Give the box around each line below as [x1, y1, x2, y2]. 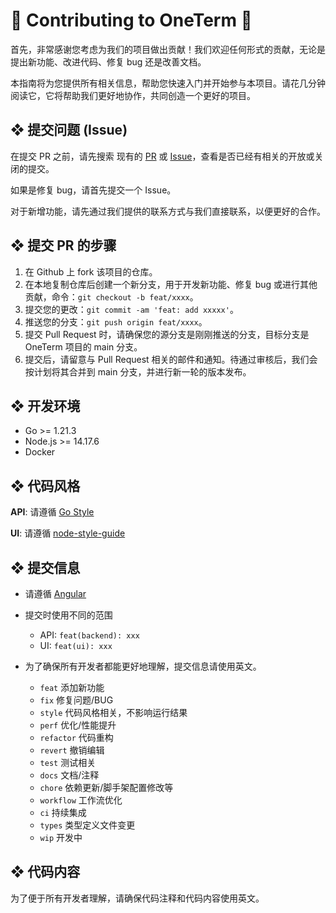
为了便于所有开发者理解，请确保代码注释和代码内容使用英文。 [10, 892, 265, 904]
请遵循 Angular [24, 588, 87, 599]
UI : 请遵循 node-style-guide [10, 527, 126, 539]
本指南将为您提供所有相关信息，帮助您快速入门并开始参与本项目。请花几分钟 [10, 77, 326, 89]
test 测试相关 [39, 757, 97, 768]
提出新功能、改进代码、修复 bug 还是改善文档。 [10, 55, 207, 68]
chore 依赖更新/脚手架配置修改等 [39, 782, 174, 793]
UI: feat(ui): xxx [39, 640, 113, 651]
